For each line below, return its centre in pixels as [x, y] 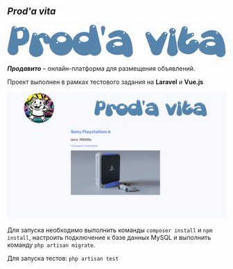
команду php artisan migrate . [51, 245]
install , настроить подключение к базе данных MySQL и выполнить [109, 237]
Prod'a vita [32, 11]
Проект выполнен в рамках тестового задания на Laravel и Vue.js [105, 82]
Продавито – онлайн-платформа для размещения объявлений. [101, 68]
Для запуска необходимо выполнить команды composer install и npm [110, 230]
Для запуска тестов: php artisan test [63, 258]
